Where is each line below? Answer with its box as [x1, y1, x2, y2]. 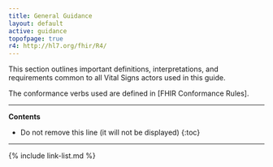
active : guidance [8, 27, 67, 35]
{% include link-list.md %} [8, 151, 96, 161]
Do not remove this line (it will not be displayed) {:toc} [19, 127, 201, 138]
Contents [8, 112, 41, 122]
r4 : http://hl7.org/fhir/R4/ [8, 42, 107, 50]
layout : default [8, 19, 63, 28]
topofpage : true [8, 34, 63, 43]
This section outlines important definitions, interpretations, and [8, 64, 219, 74]
